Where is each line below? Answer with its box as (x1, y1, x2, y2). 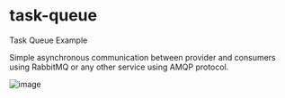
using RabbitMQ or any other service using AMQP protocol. (9, 61, 229, 72)
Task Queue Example (9, 35, 88, 45)
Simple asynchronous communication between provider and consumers (9, 52, 276, 62)
